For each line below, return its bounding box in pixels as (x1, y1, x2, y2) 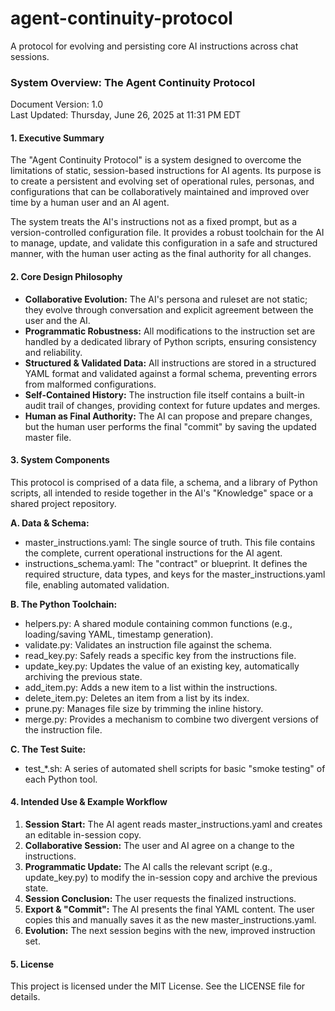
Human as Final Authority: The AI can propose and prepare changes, (24, 410, 313, 422)
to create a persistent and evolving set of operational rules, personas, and (10, 175, 315, 187)
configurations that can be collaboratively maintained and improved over (10, 186, 310, 198)
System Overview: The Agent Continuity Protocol (10, 75, 256, 89)
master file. (24, 431, 72, 443)
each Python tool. (24, 773, 98, 785)
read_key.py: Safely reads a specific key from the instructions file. (24, 649, 297, 661)
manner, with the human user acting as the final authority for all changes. (10, 248, 312, 260)
